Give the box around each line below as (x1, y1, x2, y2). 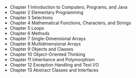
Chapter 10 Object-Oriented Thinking (9, 51, 86, 57)
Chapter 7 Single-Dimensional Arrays (9, 36, 86, 41)
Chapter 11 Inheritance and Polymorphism (9, 57, 95, 62)
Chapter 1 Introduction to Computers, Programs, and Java (9, 4, 128, 10)
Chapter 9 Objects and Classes (9, 46, 74, 52)
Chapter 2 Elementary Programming (9, 9, 84, 15)
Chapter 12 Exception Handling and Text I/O (9, 62, 99, 68)
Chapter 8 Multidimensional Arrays (9, 41, 81, 46)
